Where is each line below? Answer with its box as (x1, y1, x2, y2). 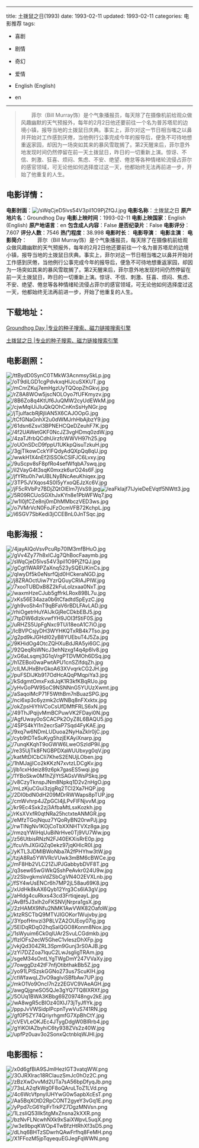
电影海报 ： (6, 529, 46, 539)
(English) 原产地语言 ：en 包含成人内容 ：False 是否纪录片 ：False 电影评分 (6, 221, 185, 228)
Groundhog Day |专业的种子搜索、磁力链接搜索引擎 (6, 324, 131, 331)
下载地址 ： (6, 307, 46, 317)
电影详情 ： (6, 190, 46, 200)
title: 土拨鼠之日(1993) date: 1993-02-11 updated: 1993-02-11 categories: (6, 12, 182, 20)
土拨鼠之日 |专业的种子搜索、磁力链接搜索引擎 (6, 336, 118, 344)
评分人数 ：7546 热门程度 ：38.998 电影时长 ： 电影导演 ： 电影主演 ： (20, 229, 187, 236)
